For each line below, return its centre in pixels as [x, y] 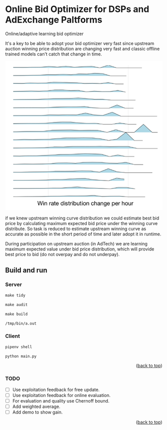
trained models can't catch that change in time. [54, 54]
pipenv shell [19, 347]
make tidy [15, 295]
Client [12, 336]
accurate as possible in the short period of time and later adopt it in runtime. [83, 234]
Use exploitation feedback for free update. [56, 389]
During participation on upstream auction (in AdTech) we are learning [77, 244]
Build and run [26, 270]
